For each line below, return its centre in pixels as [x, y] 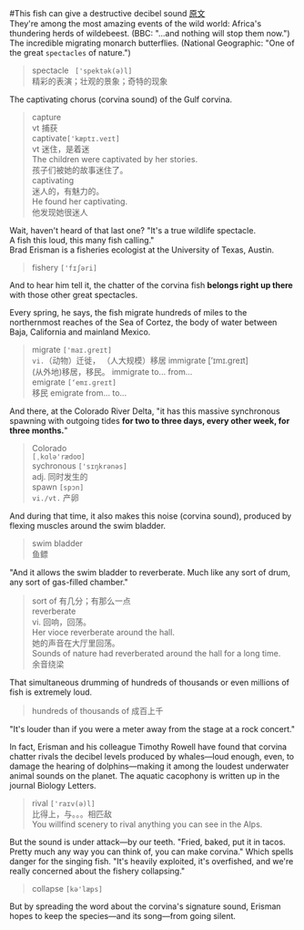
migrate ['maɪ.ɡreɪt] [71, 350]
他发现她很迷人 [60, 212]
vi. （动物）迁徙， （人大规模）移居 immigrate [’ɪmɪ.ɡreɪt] [140, 360]
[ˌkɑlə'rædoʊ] [58, 457]
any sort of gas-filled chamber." [69, 582]
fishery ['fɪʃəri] [64, 268]
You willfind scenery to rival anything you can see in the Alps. [147, 824]
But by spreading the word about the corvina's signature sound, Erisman [145, 906]
